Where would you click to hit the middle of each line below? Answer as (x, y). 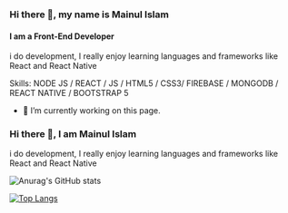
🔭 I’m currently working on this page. (91, 111)
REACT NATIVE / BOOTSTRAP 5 (69, 93)
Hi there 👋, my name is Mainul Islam (89, 15)
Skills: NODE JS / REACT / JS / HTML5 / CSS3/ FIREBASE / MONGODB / (144, 83)
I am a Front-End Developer (62, 36)
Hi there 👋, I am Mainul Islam (73, 134)
